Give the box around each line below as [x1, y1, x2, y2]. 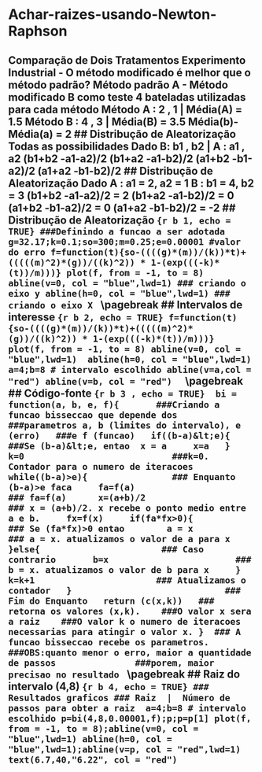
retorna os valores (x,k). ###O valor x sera [8, 605, 252, 617]
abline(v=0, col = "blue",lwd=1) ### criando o [8, 277, 246, 289]
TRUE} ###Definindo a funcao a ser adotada [8, 226, 226, 237]
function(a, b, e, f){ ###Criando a [8, 399, 220, 410]
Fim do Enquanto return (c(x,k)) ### [8, 595, 215, 607]
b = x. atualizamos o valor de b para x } [8, 564, 242, 575]
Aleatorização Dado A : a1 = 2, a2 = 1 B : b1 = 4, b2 [8, 176, 254, 190]
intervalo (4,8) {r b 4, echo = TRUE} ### [8, 679, 209, 693]
